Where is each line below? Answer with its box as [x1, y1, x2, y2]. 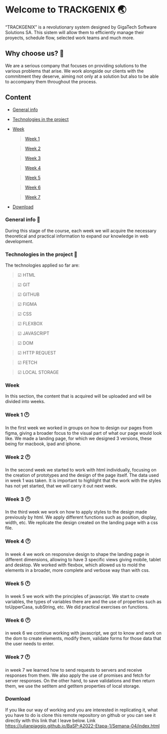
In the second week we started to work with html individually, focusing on [5, 467, 156, 473]
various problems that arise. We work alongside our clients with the [5, 68, 144, 74]
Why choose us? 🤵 [5, 49, 64, 58]
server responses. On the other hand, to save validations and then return [5, 677, 155, 683]
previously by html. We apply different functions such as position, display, [5, 514, 157, 520]
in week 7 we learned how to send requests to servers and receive [5, 667, 142, 673]
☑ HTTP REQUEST [17, 350, 56, 356]
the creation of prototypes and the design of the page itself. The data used [5, 472, 159, 478]
